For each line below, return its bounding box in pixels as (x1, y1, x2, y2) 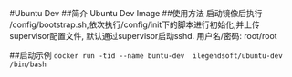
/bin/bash (9, 60, 47, 69)
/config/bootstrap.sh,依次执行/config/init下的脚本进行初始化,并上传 (9, 19, 260, 30)
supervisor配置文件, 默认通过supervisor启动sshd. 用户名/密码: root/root (9, 31, 277, 41)
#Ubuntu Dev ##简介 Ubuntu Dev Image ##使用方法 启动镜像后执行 (9, 8, 263, 18)
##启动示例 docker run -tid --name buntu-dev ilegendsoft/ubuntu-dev (9, 50, 283, 61)
